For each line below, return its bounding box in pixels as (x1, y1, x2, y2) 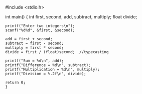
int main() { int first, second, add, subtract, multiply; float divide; (5, 14, 137, 19)
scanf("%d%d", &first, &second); (5, 28, 75, 33)
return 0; (5, 80, 26, 85)
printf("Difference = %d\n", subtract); (5, 63, 91, 68)
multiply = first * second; (5, 45, 64, 50)
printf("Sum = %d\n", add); (5, 58, 64, 63)
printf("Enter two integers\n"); (5, 23, 75, 28)
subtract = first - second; (5, 41, 64, 46)
